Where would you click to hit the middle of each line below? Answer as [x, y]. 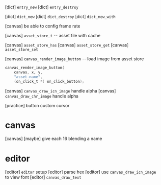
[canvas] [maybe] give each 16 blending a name [54, 139]
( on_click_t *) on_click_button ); [49, 81]
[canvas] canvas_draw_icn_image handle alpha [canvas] [61, 91]
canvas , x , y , [28, 72]
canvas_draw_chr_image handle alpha [42, 96]
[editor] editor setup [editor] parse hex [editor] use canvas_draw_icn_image [80, 172]
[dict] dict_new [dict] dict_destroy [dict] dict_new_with [60, 16]
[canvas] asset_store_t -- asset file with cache [53, 35]
